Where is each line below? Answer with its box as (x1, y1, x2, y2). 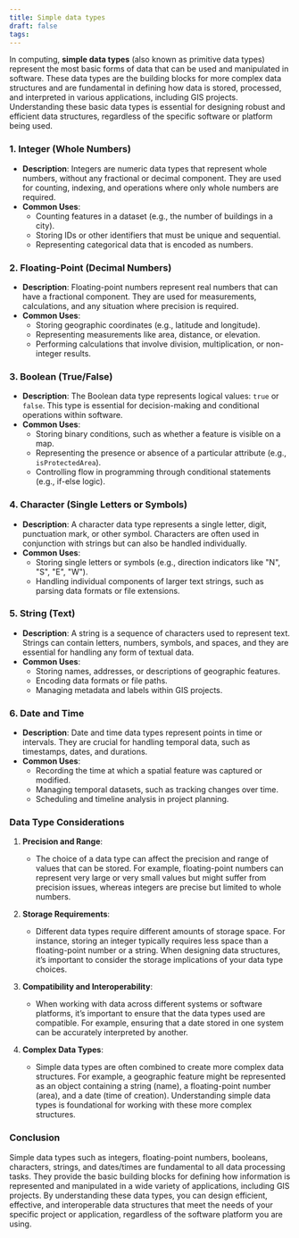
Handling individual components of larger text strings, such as (35, 575, 264, 586)
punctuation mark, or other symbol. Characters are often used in (21, 528, 260, 539)
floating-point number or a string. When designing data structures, (35, 945, 281, 956)
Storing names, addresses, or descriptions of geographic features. (35, 665, 281, 676)
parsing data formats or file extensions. (35, 585, 180, 596)
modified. (35, 774, 71, 786)
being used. (9, 121, 54, 131)
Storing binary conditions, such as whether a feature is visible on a (35, 429, 281, 439)
